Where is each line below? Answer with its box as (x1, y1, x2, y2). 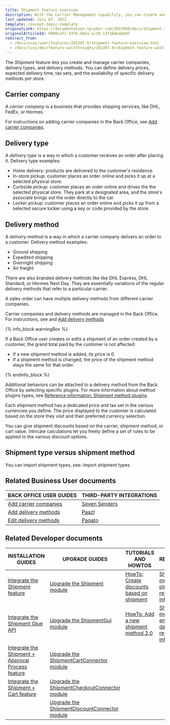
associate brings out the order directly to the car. (12, 195, 115, 201)
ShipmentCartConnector (50, 656, 108, 664)
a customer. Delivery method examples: (5, 239, 88, 245)
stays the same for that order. (12, 362, 74, 368)
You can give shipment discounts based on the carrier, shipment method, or (5, 423, 163, 429)
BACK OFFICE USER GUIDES (8, 491, 77, 498)
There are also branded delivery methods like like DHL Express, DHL (5, 275, 148, 281)
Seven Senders (81, 500, 118, 507)
